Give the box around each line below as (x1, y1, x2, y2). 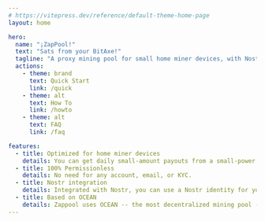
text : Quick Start (28, 76, 90, 85)
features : (8, 142, 41, 150)
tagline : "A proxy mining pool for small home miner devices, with (15, 55, 242, 63)
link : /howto (28, 106, 73, 114)
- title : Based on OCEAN (15, 193, 97, 201)
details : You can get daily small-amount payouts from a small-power (22, 157, 256, 165)
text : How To (28, 99, 73, 107)
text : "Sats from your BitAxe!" (15, 48, 122, 56)
